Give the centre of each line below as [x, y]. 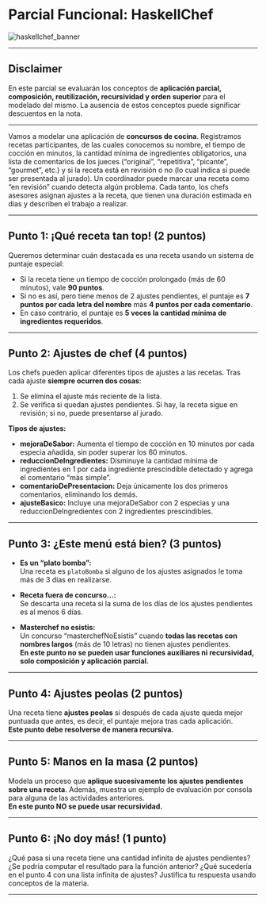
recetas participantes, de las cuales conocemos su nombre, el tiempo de [127, 144]
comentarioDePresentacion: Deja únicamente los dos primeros [123, 486]
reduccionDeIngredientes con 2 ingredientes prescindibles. [116, 511]
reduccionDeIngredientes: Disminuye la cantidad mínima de [118, 461]
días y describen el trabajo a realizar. [68, 203]
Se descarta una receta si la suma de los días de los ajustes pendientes [136, 604]
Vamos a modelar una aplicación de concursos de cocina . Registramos [125, 136]
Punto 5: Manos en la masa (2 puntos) [103, 762]
